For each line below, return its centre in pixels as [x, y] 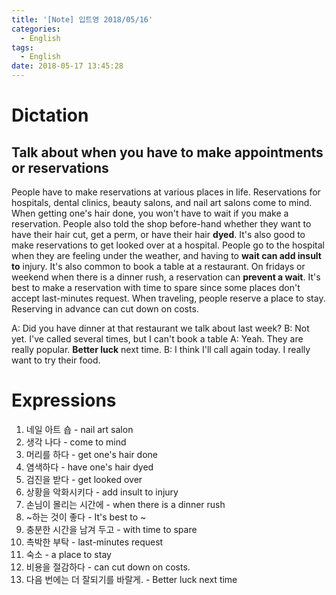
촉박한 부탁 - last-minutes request [94, 542]
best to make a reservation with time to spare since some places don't [156, 287]
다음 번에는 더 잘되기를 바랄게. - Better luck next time [131, 579]
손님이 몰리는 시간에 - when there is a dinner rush [125, 504]
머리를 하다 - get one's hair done [92, 454]
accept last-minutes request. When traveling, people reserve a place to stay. [168, 298]
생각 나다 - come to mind [76, 442]
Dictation [50, 115]
